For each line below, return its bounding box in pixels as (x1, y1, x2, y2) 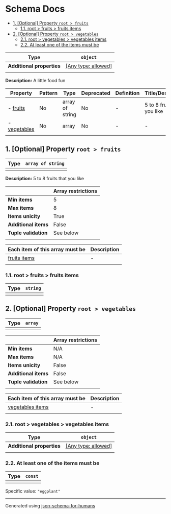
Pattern (39, 89, 58, 96)
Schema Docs (5, 3, 65, 15)
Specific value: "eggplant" (5, 488, 61, 494)
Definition (115, 89, 140, 96)
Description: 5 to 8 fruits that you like (5, 175, 84, 181)
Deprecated (81, 89, 110, 96)
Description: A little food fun (5, 77, 66, 83)
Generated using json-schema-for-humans (5, 503, 96, 509)
